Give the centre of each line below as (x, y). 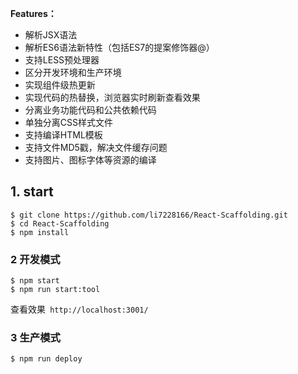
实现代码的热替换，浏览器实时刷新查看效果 (112, 97)
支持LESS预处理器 (62, 60)
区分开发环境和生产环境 (73, 72)
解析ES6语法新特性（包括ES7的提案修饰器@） (119, 47)
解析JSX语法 (51, 35)
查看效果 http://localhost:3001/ (79, 309)
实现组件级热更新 (60, 85)
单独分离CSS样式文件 (68, 122)
